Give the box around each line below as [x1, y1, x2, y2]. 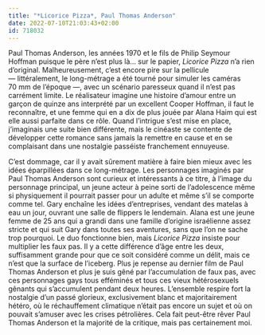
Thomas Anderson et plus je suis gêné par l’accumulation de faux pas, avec [8, 267, 256, 277]
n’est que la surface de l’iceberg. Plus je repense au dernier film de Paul [8, 258, 244, 268]
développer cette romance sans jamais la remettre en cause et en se [8, 133, 233, 143]
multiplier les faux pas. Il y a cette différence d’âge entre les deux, [8, 242, 224, 251]
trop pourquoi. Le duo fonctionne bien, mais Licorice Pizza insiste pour [8, 233, 240, 243]
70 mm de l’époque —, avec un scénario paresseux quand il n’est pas [8, 82, 236, 92]
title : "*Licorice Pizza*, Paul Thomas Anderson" [8, 11, 177, 20]
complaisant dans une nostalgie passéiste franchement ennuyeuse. [8, 141, 230, 152]
